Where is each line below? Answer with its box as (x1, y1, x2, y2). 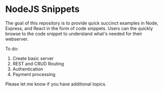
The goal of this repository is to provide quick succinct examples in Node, (5, 20, 159, 26)
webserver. (5, 36, 29, 42)
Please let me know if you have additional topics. (5, 81, 107, 87)
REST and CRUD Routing (12, 60, 64, 66)
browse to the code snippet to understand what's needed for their (5, 30, 142, 36)
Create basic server (12, 55, 54, 61)
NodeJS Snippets (5, 3, 80, 15)
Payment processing (12, 71, 56, 77)
